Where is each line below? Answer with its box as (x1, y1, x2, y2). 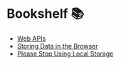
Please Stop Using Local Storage (16, 49, 114, 58)
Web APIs (16, 34, 46, 43)
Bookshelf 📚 (6, 6, 85, 22)
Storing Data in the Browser (16, 41, 98, 50)
